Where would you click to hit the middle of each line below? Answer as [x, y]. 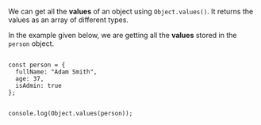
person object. [31, 44]
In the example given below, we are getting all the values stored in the [123, 35]
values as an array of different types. [69, 20]
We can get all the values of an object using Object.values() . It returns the [131, 11]
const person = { [37, 65]
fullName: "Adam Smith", [56, 72]
